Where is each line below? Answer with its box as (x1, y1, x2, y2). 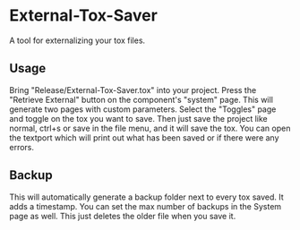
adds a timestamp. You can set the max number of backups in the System (9, 200, 282, 211)
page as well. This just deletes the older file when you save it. (9, 210, 236, 221)
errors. (9, 141, 34, 152)
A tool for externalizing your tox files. (9, 35, 146, 46)
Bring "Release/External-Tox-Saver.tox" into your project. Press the (9, 84, 257, 95)
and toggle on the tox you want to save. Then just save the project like (9, 113, 269, 124)
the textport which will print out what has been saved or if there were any (9, 132, 279, 143)
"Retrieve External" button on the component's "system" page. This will (9, 94, 273, 105)
